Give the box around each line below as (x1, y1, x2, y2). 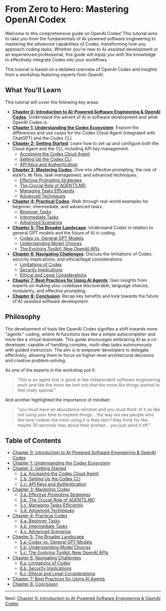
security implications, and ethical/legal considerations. (12, 256, 124, 262)
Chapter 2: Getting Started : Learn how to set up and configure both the (12, 140, 159, 146)
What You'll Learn (5, 86, 61, 95)
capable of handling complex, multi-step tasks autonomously (28, 341, 152, 347)
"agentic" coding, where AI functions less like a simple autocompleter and (5, 331, 156, 337)
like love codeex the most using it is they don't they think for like (17, 417, 148, 423)
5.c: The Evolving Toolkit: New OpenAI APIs (19, 550, 109, 555)
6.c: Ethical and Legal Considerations (19, 571, 95, 577)
